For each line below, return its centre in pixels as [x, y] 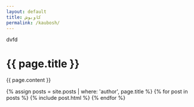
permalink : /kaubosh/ [33, 23]
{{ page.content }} [29, 80]
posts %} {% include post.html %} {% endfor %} [66, 98]
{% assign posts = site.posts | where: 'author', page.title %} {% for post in [97, 92]
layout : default [26, 12]
